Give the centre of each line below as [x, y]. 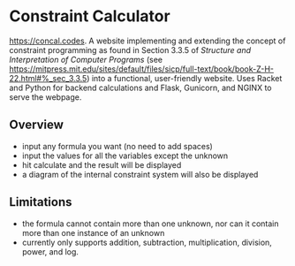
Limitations [41, 202]
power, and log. [50, 251]
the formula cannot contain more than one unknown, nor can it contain [151, 224]
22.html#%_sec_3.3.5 [48, 78]
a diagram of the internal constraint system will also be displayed [140, 174]
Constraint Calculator [90, 16]
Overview [37, 125]
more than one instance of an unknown [93, 232]
